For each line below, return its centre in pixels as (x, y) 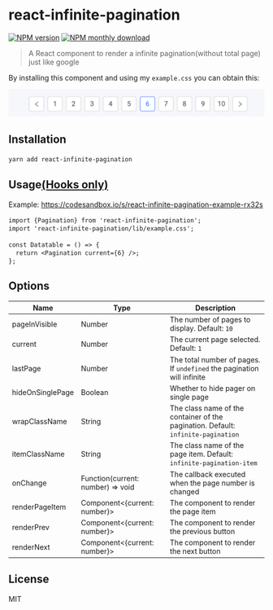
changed (184, 491)
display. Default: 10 (201, 328)
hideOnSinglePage (43, 393)
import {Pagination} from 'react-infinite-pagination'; (105, 220)
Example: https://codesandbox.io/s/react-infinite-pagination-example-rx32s (136, 204)
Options (29, 285)
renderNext (31, 546)
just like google (54, 62)
